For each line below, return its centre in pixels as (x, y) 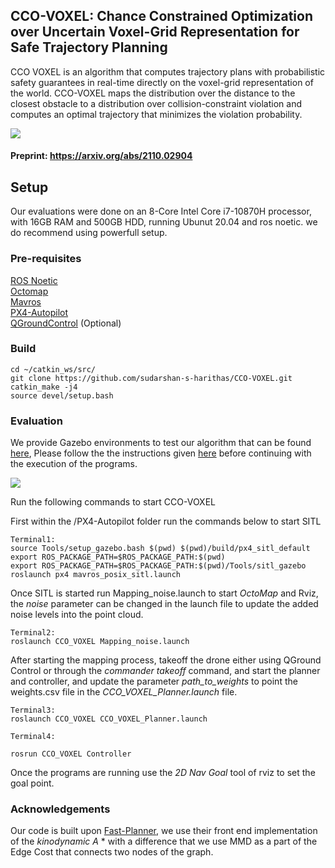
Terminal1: (33, 540)
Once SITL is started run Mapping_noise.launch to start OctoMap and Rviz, (164, 593)
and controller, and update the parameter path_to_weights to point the (154, 681)
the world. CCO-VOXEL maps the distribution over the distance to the (153, 93)
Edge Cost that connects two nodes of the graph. (112, 852)
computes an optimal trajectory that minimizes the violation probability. (156, 114)
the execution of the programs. (74, 464)
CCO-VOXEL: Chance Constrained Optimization (161, 16)
